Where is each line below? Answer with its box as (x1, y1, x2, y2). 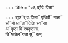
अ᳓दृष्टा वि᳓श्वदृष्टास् (5, 26, 39, 32)
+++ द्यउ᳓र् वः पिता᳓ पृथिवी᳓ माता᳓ (5, 15, 63, 20)
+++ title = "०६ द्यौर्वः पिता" (5, 5, 54, 10)
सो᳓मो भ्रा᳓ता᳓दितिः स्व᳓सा (5, 20, 47, 26)
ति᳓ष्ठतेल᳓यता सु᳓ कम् (5, 31, 42, 37)
